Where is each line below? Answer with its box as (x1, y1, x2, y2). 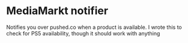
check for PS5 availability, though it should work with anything (6, 29, 160, 37)
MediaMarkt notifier (6, 4, 109, 18)
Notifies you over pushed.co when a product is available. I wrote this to (6, 24, 182, 31)
